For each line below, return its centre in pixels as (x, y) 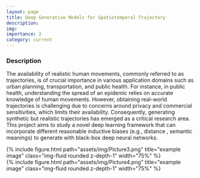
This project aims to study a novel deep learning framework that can (91, 125)
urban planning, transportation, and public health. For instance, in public (96, 87)
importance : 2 (24, 34)
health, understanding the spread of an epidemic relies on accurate (90, 93)
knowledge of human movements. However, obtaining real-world (87, 99)
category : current (29, 40)
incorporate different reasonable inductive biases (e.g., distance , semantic (99, 131)
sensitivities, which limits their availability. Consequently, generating (91, 112)
